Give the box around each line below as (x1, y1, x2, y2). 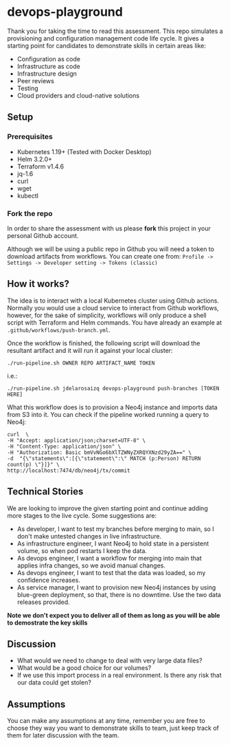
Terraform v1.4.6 (16, 162, 64, 171)
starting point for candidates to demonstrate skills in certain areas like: (7, 41, 207, 50)
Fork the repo (7, 208, 53, 218)
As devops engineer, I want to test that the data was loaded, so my (16, 568, 206, 576)
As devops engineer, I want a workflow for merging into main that (16, 554, 203, 562)
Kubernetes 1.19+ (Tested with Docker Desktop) (16, 147, 152, 155)
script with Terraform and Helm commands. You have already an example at (7, 318, 222, 327)
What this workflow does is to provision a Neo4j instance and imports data (7, 403, 218, 411)
